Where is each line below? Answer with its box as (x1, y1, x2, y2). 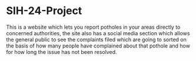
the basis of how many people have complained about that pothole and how (6, 42, 190, 49)
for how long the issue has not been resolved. (6, 48, 117, 55)
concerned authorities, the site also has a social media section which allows (6, 29, 190, 36)
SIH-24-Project (6, 4, 82, 18)
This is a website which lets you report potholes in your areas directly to (6, 23, 181, 30)
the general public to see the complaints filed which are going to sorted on (6, 36, 187, 43)
